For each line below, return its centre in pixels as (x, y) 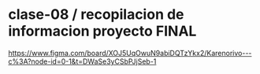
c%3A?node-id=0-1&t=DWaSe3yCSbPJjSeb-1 (82, 61)
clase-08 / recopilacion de (96, 15)
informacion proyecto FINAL (102, 31)
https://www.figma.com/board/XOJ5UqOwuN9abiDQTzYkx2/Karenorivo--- (130, 53)
